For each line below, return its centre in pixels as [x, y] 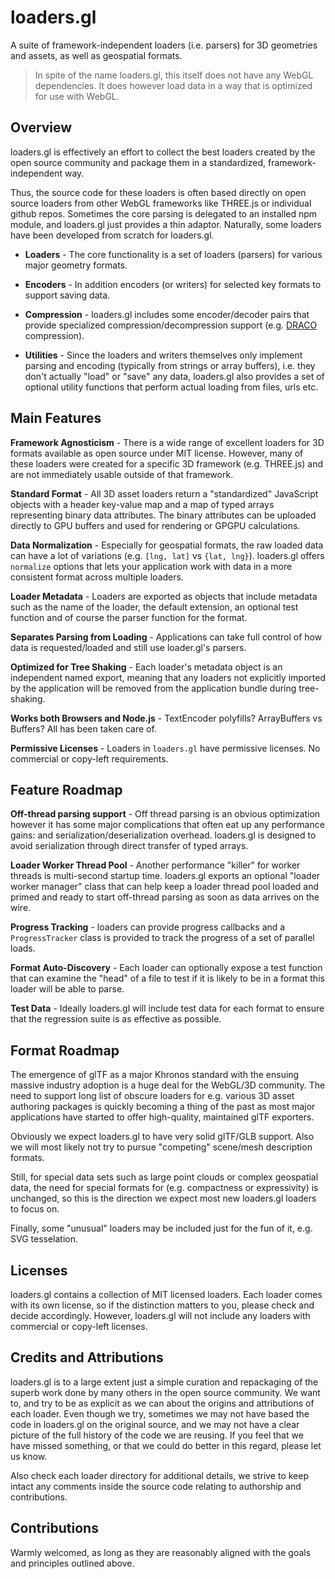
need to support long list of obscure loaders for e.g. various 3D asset [152, 1096]
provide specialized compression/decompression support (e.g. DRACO [171, 325]
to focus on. [35, 1209]
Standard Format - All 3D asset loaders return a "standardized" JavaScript [164, 493]
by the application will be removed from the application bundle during [153, 688]
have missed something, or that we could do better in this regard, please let [166, 1445]
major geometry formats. [76, 265]
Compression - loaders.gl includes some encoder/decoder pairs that [167, 314]
